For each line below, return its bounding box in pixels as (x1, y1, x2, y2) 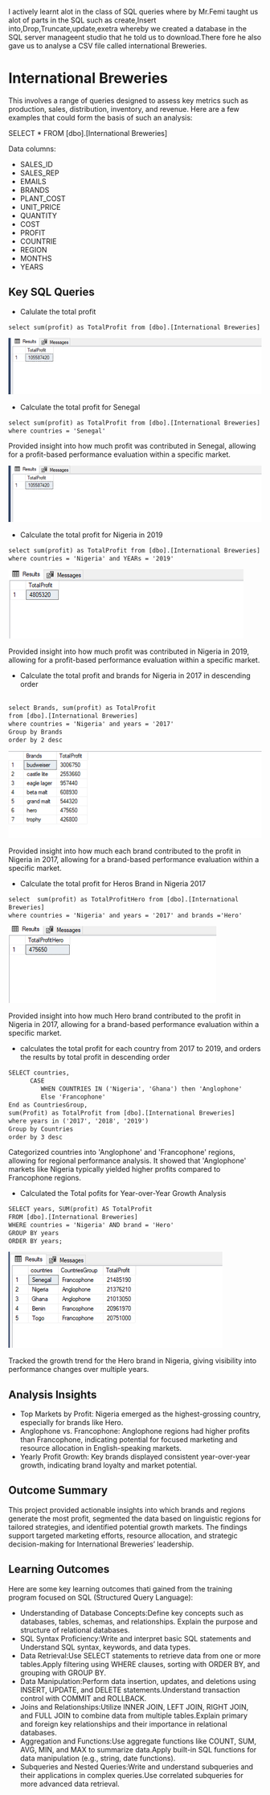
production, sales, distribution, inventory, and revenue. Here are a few (8, 104, 239, 113)
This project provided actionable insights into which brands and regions (8, 1505, 246, 1514)
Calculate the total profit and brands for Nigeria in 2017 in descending (19, 671, 251, 680)
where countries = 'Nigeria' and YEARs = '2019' (8, 554, 174, 562)
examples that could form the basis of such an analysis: (8, 113, 193, 122)
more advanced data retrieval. (19, 1779, 121, 1789)
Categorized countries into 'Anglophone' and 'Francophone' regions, (8, 1148, 235, 1157)
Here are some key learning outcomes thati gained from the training (8, 1583, 233, 1593)
